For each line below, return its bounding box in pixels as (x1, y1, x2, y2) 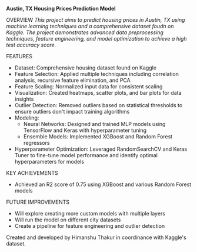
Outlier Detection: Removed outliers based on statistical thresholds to (14, 102, 183, 108)
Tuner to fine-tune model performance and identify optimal (14, 152, 158, 158)
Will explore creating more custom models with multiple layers (14, 210, 166, 217)
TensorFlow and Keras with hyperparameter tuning (23, 127, 147, 134)
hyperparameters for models (14, 158, 84, 165)
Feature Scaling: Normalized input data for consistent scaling (14, 83, 163, 90)
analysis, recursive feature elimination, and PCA (14, 77, 131, 84)
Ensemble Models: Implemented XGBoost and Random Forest (23, 133, 173, 140)
